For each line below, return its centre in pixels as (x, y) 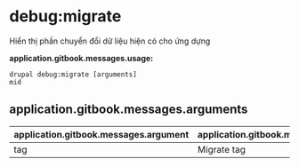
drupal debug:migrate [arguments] (73, 74)
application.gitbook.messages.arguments (129, 110)
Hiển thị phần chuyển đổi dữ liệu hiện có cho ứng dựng (110, 41)
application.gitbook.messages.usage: (81, 58)
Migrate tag (222, 149)
